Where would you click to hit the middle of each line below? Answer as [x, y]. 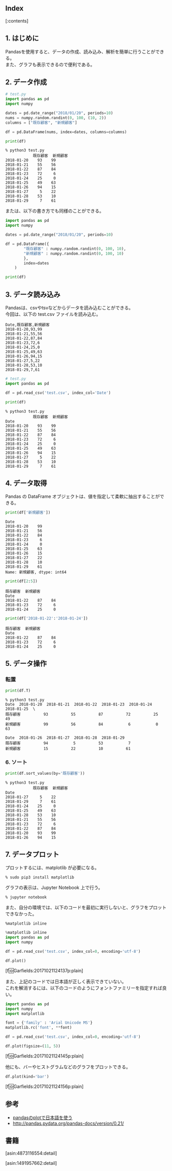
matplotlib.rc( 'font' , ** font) [39, 1028]
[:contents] [17, 21]
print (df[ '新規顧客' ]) [28, 513]
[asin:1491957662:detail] [31, 1163]
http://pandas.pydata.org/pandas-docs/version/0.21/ [68, 1123]
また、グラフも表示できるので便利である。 [50, 64]
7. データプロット [32, 855]
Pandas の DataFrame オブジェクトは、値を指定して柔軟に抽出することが [83, 496]
